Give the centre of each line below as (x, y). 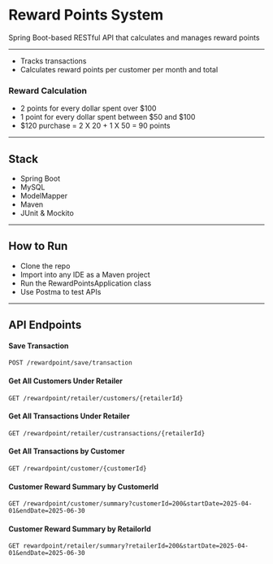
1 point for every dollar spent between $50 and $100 (108, 117)
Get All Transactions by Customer (67, 451)
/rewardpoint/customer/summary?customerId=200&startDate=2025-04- (138, 504)
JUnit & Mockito (47, 213)
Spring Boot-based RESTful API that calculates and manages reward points (134, 37)
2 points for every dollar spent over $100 (88, 108)
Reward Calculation (48, 90)
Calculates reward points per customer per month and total (119, 69)
